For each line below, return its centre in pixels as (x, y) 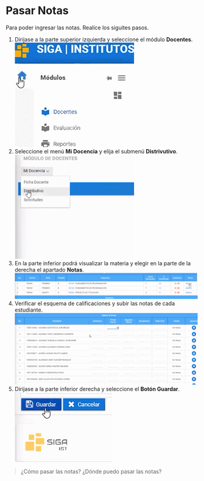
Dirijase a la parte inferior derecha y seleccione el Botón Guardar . (97, 389)
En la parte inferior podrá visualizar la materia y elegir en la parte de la (103, 263)
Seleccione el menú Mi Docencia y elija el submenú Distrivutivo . (96, 151)
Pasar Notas (37, 11)
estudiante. (29, 310)
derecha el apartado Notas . (49, 270)
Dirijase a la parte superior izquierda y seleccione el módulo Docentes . (104, 39)
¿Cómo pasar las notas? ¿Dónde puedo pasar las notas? (91, 471)
